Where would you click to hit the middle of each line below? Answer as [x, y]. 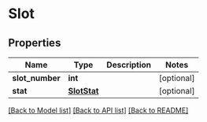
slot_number [36, 78]
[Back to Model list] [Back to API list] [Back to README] [98, 110]
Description [129, 65]
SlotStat [83, 91]
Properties [35, 43]
